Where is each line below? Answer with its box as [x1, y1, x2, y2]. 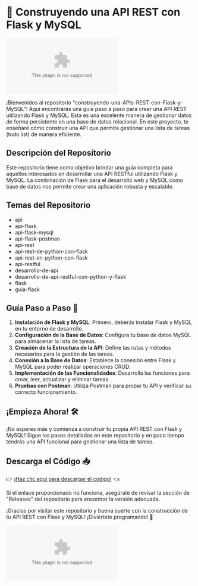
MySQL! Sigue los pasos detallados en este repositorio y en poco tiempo [6, 432, 184, 439]
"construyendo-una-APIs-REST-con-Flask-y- [72, 98, 183, 106]
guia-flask [14, 286, 40, 293]
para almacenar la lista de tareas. [14, 338, 96, 345]
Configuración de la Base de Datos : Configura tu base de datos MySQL [14, 331, 191, 339]
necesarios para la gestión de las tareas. [14, 350, 115, 357]
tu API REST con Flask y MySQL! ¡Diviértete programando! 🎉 [6, 513, 153, 520]
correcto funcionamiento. [14, 388, 77, 396]
